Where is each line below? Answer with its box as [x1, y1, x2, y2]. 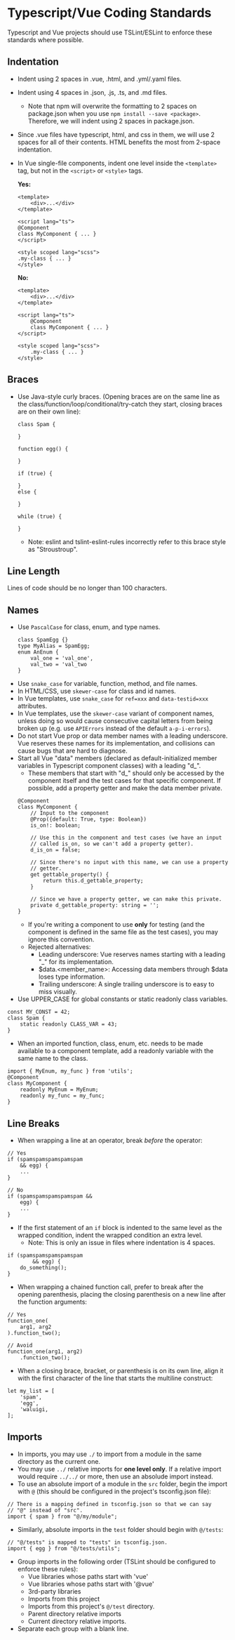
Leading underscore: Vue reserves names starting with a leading [38, 950, 226, 959]
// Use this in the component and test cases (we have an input [30, 834, 222, 842]
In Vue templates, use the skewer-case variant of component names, [17, 709, 215, 717]
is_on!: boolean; [30, 822, 81, 829]
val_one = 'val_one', [30, 655, 93, 662]
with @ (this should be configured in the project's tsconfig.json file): [17, 1487, 212, 1495]
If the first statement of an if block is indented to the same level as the [17, 1224, 222, 1231]
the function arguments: [17, 1297, 88, 1306]
